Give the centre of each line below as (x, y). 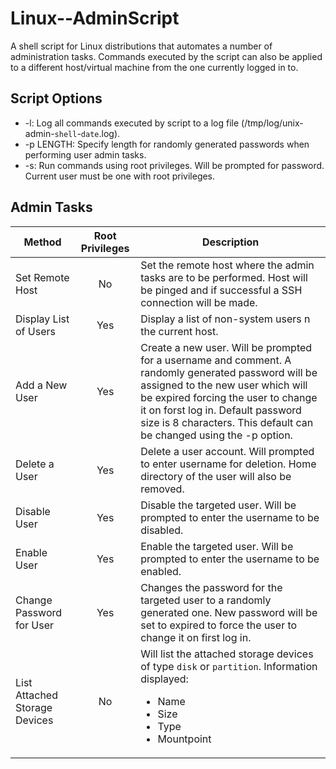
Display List (42, 319)
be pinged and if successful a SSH (221, 290)
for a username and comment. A (216, 360)
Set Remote (42, 277)
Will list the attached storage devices (227, 654)
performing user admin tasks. (85, 154)
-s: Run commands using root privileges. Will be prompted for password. (174, 165)
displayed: (164, 679)
